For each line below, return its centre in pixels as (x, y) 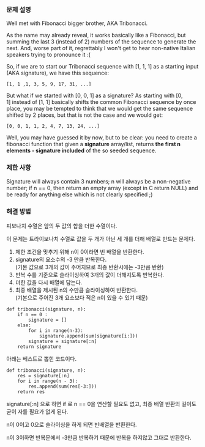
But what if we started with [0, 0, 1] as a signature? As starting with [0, (95, 95)
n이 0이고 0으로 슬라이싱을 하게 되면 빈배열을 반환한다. (72, 424)
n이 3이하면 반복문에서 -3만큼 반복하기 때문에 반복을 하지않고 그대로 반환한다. (99, 437)
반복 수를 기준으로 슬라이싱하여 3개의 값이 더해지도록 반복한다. (89, 275)
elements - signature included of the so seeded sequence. (81, 150)
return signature (39, 347)
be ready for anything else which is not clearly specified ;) (80, 194)
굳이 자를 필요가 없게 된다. (37, 412)
